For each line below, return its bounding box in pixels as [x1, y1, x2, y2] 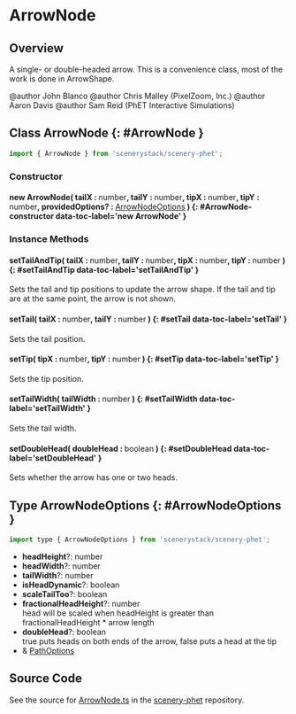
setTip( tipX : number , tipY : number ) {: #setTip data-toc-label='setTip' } [9, 353, 280, 364]
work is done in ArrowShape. [9, 74, 115, 84]
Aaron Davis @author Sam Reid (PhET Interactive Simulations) [9, 100, 235, 111]
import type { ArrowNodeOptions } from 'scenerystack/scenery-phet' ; [9, 535, 271, 544]
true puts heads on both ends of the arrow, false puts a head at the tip [21, 635, 277, 647]
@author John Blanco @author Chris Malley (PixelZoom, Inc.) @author [9, 90, 266, 101]
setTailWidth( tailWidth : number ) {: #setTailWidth [9, 393, 198, 404]
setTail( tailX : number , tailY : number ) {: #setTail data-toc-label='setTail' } [9, 314, 288, 324]
